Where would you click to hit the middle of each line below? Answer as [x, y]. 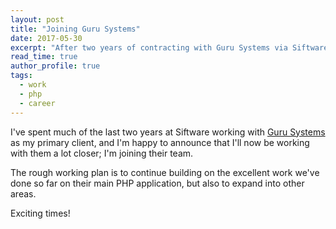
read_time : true [44, 57]
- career [37, 103]
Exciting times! [40, 213]
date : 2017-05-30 [46, 38]
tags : [21, 76]
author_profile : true [55, 66]
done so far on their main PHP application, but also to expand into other [157, 183]
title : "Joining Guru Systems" [75, 29]
